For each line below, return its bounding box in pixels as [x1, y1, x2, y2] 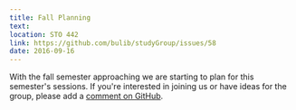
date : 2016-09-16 [9, 47, 75, 56]
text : [9, 22, 30, 31]
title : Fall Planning [9, 13, 91, 23]
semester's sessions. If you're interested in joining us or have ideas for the [9, 81, 287, 92]
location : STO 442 [9, 30, 79, 39]
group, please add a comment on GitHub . [9, 91, 164, 102]
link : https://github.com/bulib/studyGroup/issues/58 [9, 38, 217, 48]
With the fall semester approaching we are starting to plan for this [9, 71, 254, 82]
